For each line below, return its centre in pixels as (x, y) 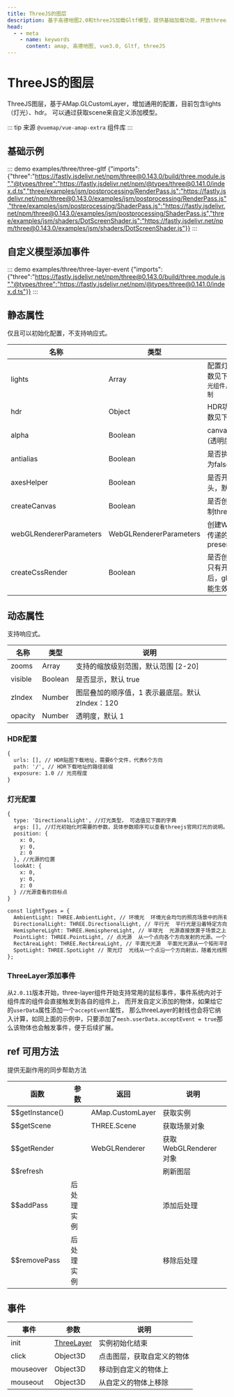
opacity (23, 716)
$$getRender (32, 1148)
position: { (31, 833)
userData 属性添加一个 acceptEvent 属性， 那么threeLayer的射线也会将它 (114, 1010)
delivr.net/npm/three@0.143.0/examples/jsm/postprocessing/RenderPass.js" (117, 198)
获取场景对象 (184, 1126)
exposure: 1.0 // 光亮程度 (50, 773)
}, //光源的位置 (34, 860)
